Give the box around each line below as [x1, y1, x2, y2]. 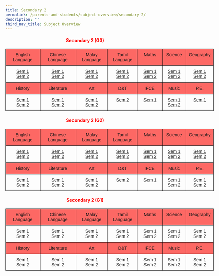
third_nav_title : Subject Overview [5, 21, 81, 27]
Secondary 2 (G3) [66, 37, 104, 43]
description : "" [5, 17, 40, 22]
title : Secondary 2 [5, 7, 47, 13]
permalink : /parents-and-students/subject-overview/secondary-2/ [5, 12, 146, 17]
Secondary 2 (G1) [66, 197, 104, 203]
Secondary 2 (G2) [66, 117, 104, 123]
